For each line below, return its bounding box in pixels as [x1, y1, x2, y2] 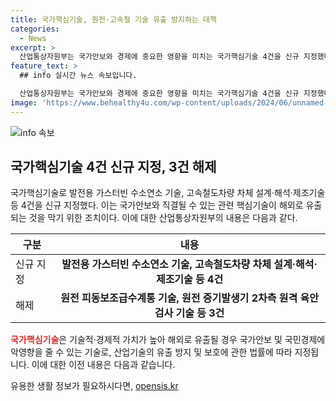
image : [10, 97, 38, 108]
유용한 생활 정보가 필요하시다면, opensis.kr [10, 380, 179, 392]
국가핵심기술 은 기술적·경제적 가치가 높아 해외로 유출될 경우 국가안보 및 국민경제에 [10, 334, 326, 346]
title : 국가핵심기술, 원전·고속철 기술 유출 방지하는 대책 [10, 14, 217, 25]
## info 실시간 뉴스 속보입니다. [19, 71, 138, 81]
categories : [10, 24, 60, 34]
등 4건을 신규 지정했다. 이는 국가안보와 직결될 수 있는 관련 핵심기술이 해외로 [10, 199, 304, 211]
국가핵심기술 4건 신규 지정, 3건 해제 [10, 159, 217, 176]
